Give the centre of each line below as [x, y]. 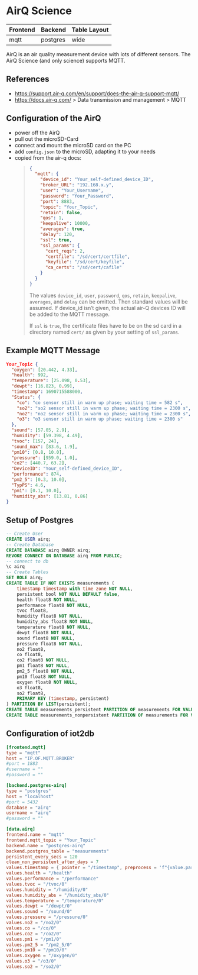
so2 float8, [31, 693]
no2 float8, [31, 649]
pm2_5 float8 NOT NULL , [46, 671]
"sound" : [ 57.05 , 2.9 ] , [40, 430]
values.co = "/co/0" [32, 928]
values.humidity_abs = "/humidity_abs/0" [58, 895]
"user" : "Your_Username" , [72, 191]
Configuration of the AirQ [54, 119]
